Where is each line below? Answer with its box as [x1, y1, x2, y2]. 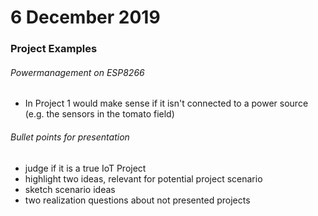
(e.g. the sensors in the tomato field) [24, 108, 175, 120]
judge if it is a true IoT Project [24, 162, 147, 174]
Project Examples [10, 42, 98, 56]
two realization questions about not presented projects [24, 194, 251, 206]
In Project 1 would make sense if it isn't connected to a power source [24, 97, 309, 110]
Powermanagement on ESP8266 [10, 66, 145, 78]
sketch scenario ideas [24, 183, 116, 195]
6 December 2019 [10, 6, 161, 29]
